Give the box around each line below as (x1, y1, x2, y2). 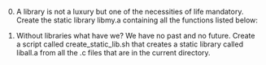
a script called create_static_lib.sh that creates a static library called (15, 39, 244, 49)
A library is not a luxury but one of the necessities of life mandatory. (15, 7, 244, 16)
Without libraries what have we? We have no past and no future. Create (15, 31, 255, 40)
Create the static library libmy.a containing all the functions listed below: (15, 15, 259, 25)
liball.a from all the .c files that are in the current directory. (15, 48, 211, 57)
